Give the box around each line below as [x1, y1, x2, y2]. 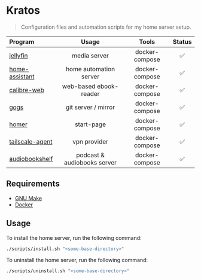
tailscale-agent [9, 137, 53, 145]
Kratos [6, 4, 41, 17]
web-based [62, 82, 96, 90]
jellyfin [9, 51, 28, 60]
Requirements [6, 179, 60, 189]
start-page [74, 120, 106, 129]
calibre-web [9, 86, 45, 94]
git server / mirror [65, 103, 115, 111]
